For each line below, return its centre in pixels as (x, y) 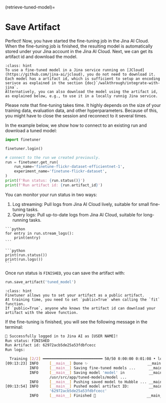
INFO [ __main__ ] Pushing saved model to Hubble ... (88, 382)
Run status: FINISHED (27, 341)
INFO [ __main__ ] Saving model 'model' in (77, 373)
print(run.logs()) (24, 259)
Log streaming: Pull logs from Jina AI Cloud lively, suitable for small (81, 204)
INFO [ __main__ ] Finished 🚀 (63, 396)
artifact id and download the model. (41, 56)
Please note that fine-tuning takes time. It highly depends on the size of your (83, 105)
